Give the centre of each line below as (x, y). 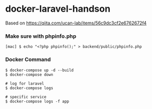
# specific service (26, 97)
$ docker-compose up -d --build (39, 70)
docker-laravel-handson (58, 9)
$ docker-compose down (29, 74)
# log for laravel (25, 84)
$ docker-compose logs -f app (37, 101)
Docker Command (28, 60)
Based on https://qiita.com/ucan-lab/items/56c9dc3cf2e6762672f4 (76, 23)
